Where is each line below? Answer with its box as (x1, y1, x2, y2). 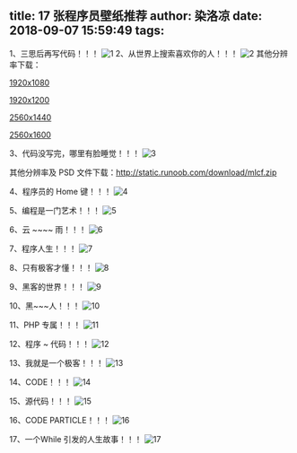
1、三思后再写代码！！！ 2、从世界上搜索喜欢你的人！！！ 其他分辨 (9, 48, 289, 58)
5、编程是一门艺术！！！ (9, 205, 101, 215)
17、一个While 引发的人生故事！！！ (9, 433, 143, 444)
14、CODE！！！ (9, 376, 72, 388)
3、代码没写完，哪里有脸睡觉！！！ (9, 147, 141, 159)
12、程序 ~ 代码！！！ (9, 338, 91, 349)
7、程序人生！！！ (9, 243, 77, 254)
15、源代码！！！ (9, 396, 73, 406)
